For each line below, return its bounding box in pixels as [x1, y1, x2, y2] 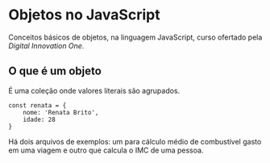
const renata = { [8, 101, 67, 110]
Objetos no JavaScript [8, 6, 160, 24]
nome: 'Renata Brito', [23, 108, 99, 116]
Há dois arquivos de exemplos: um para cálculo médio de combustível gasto [8, 136, 262, 146]
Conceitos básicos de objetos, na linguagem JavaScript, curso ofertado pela [8, 32, 263, 42]
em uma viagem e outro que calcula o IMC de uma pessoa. [8, 145, 204, 155]
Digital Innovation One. [8, 40, 85, 50]
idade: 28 [23, 115, 56, 123]
